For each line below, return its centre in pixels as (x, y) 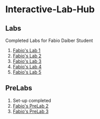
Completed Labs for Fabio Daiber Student (49, 40)
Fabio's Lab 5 (27, 72)
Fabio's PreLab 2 (31, 106)
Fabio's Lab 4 (27, 67)
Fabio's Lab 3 (27, 61)
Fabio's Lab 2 (27, 56)
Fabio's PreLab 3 (31, 111)
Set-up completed (32, 100)
